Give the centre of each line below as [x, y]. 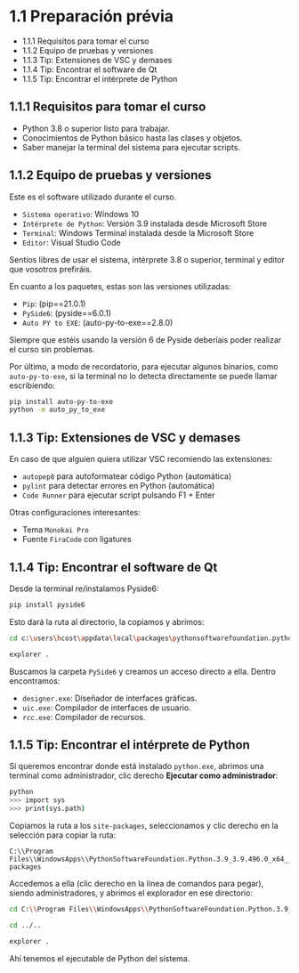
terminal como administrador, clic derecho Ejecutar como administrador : [144, 775]
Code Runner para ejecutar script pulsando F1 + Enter [118, 495]
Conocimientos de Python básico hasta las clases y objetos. [132, 138]
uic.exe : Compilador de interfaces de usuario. [106, 707]
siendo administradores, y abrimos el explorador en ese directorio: [131, 893]
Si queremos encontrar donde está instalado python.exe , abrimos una [137, 766]
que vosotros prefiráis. [51, 269]
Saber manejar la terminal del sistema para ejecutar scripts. [131, 147]
